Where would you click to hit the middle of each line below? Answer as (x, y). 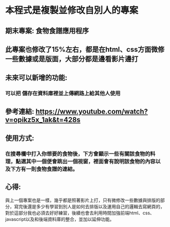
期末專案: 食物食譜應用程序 (47, 31)
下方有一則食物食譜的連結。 (44, 169)
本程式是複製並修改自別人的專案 (72, 10)
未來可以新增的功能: (36, 78)
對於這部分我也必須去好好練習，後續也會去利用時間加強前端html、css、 (80, 213)
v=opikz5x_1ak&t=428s (43, 120)
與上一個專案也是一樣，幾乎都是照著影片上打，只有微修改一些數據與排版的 (83, 200)
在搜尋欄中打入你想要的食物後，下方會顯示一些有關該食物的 (78, 154)
